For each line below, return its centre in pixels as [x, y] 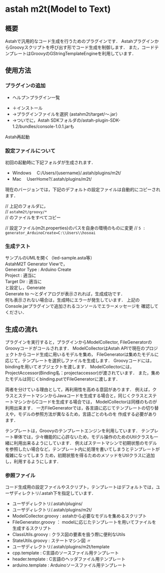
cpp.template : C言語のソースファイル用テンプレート [66, 553]
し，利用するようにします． [33, 462]
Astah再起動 [17, 137]
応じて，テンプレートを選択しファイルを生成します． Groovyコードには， [80, 361]
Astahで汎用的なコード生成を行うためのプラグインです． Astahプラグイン [80, 41]
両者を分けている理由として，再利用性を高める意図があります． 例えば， [79, 389]
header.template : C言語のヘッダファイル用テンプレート [69, 559]
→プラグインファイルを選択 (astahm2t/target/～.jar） [66, 114]
